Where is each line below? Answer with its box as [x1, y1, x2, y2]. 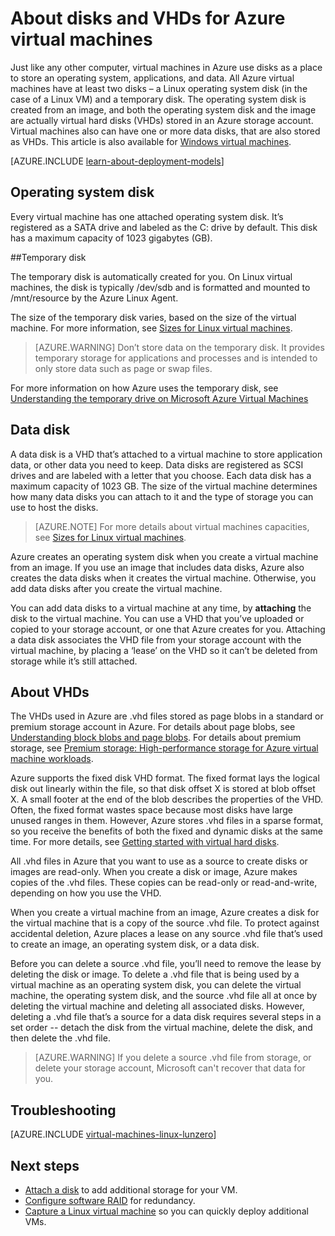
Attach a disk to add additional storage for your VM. [24, 1184, 238, 1196]
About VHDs [10, 683, 90, 701]
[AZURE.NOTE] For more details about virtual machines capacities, [34, 520, 310, 532]
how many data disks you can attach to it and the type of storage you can [10, 490, 314, 502]
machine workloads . [10, 753, 94, 765]
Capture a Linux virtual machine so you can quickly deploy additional [24, 1205, 309, 1217]
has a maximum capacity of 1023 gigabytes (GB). [10, 232, 213, 244]
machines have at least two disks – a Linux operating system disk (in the [10, 82, 308, 94]
